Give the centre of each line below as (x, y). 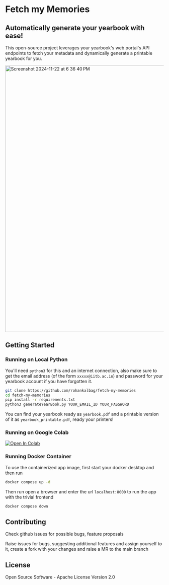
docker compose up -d (28, 482)
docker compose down (27, 506)
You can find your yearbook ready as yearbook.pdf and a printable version (82, 414)
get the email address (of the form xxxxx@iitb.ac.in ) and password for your (84, 376)
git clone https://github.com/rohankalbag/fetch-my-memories (71, 390)
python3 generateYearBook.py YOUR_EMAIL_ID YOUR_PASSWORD (67, 405)
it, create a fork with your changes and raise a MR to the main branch (77, 549)
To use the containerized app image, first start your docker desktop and (80, 467)
